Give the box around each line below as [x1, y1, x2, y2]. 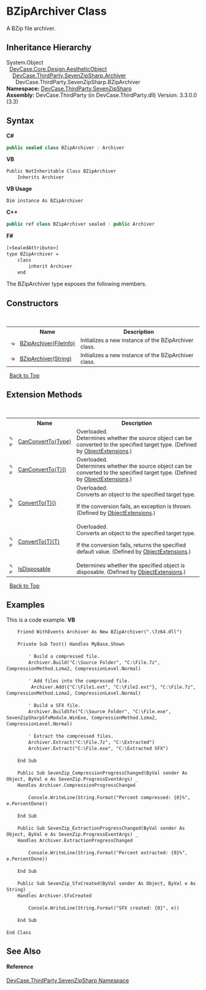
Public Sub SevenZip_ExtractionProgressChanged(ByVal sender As [17, 825, 185, 831]
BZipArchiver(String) [19, 355, 72, 362]
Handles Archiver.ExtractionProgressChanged [17, 837, 133, 843]
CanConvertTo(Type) [18, 438, 72, 445]
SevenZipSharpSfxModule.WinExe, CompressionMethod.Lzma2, [6, 714, 158, 721]
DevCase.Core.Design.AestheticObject [9, 65, 107, 72]
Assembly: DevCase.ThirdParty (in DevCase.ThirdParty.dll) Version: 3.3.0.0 [6, 91, 197, 99]
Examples [6, 600, 45, 610]
